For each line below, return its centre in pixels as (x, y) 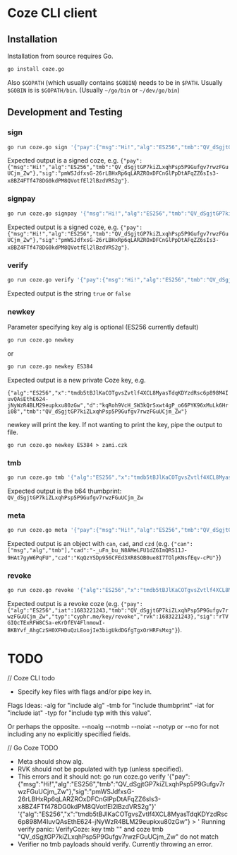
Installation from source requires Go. (61, 56)
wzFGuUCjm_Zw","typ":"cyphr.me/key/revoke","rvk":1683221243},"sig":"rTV (118, 617)
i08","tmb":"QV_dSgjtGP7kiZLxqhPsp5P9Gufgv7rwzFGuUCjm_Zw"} (98, 412)
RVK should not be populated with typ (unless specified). (100, 769)
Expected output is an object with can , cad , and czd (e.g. (88, 544)
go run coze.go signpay (42, 214)
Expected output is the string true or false (69, 293)
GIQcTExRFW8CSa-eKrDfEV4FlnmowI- (56, 623)
